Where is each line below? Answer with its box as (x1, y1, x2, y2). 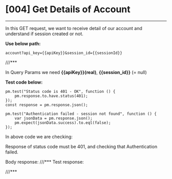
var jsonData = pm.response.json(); (14, 116, 93, 121)
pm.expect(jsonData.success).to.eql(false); (14, 120, 111, 125)
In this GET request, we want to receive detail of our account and (5, 25, 142, 31)
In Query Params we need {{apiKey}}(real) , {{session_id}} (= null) (5, 69, 147, 75)
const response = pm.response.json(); (5, 102, 88, 108)
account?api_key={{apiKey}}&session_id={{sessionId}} (5, 50, 123, 56)
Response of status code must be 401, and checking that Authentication (5, 143, 158, 149)
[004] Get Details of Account (5, 4, 131, 15)
